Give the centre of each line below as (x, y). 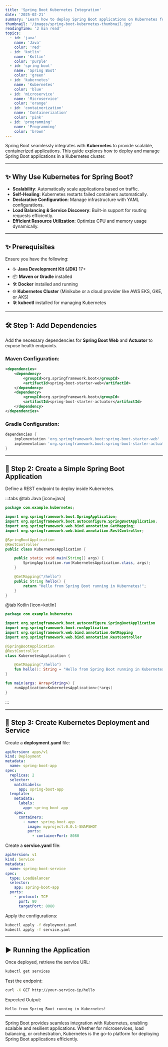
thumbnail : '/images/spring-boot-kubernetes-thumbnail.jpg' (69, 24)
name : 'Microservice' (36, 99)
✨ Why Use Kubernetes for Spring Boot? (69, 177)
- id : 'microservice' (32, 94)
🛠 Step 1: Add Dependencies (51, 325)
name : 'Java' (28, 43)
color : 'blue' (29, 89)
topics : (13, 33)
